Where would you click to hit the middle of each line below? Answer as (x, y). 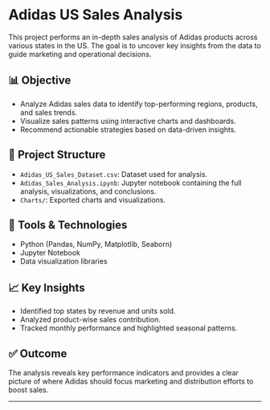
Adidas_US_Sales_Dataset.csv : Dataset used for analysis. (113, 174)
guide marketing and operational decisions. (80, 54)
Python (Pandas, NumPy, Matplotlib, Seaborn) (96, 244)
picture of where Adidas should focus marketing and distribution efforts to (131, 381)
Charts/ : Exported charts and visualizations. (93, 199)
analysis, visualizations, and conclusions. (88, 191)
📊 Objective (40, 81)
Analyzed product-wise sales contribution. (90, 320)
